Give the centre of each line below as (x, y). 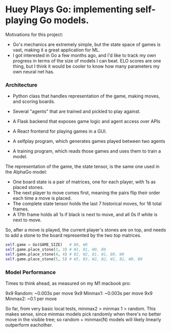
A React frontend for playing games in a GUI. (60, 131)
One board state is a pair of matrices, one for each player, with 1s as (84, 182)
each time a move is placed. (42, 198)
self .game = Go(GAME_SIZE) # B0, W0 (46, 245)
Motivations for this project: (34, 34)
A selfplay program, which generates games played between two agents (89, 141)
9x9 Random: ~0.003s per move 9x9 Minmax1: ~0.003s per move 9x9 (79, 294)
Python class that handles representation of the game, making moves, (86, 96)
